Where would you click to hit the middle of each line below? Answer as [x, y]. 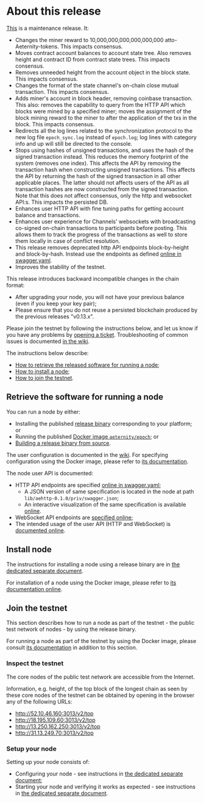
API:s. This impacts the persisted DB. [62, 202]
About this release [54, 11]
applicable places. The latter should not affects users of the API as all [102, 182]
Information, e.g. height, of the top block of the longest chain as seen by [97, 688]
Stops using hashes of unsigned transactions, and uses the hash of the [104, 150]
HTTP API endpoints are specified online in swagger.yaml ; [88, 485]
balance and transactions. [47, 215]
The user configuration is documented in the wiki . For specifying [87, 455]
